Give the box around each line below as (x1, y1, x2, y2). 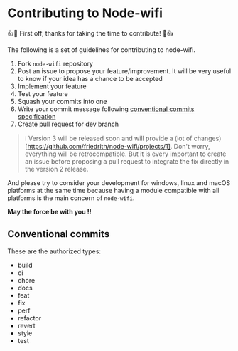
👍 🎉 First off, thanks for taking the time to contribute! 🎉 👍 (7, 28, 173, 37)
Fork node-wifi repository (17, 59, 94, 68)
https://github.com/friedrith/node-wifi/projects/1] (27, 142, 171, 150)
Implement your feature (17, 82, 87, 90)
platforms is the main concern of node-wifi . (7, 194, 135, 202)
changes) (193, 134, 222, 142)
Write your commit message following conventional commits (17, 105, 195, 113)
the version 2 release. (24, 164, 89, 173)
